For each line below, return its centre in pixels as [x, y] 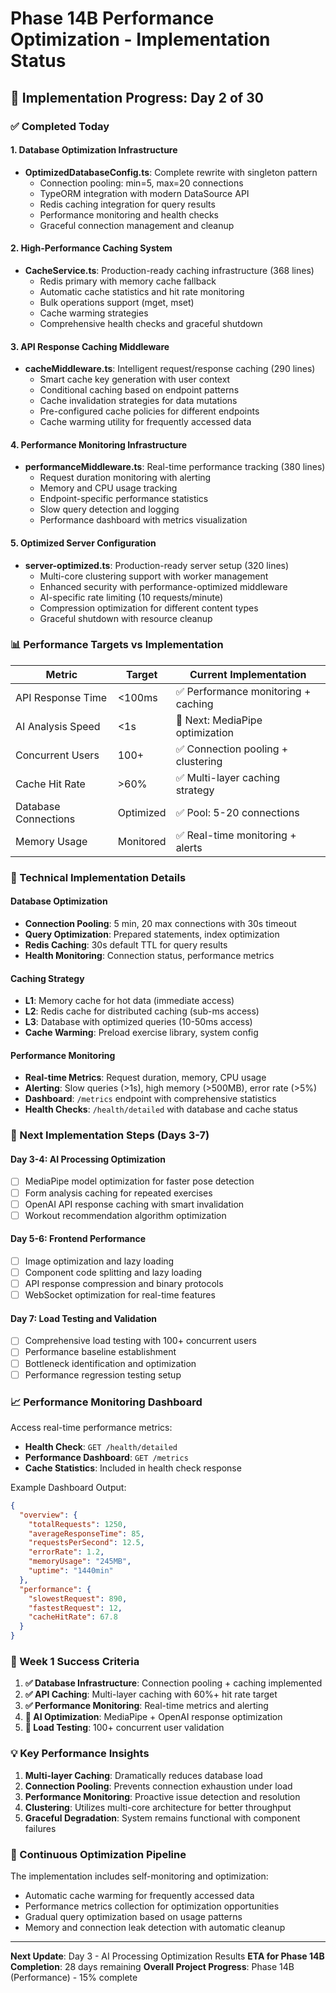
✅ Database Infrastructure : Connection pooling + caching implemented [173, 1683]
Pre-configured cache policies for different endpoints [149, 411]
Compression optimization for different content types [149, 608]
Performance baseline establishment [100, 1352]
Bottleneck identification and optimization [110, 1363]
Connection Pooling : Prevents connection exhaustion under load [158, 1786]
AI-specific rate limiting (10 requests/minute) [131, 597]
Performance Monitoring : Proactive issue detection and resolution [162, 1796]
